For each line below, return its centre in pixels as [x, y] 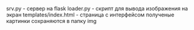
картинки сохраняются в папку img [51, 21]
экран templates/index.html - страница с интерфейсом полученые [90, 15]
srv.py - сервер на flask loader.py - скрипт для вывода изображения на [97, 9]
